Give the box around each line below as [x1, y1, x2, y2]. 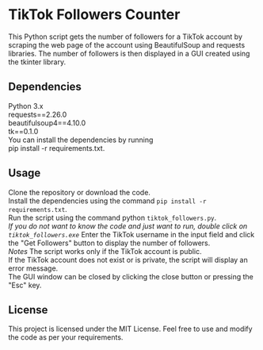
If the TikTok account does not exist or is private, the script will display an [8, 255, 248, 264]
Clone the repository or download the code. [8, 187, 151, 197]
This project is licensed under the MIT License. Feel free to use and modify [8, 324, 253, 334]
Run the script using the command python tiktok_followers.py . [8, 213, 217, 222]
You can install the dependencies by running [8, 135, 154, 144]
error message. [8, 263, 59, 273]
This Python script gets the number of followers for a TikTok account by [8, 32, 243, 41]
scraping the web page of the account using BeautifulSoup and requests [8, 40, 246, 49]
